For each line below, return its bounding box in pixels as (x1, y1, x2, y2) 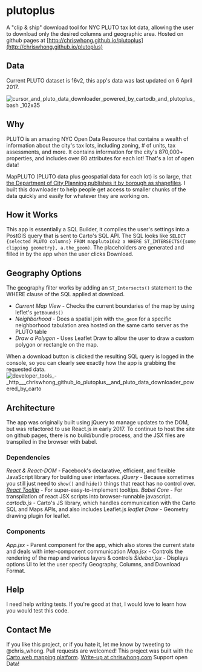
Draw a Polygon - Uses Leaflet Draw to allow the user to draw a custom (15, 334, 195, 342)
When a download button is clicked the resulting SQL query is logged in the (6, 353, 194, 360)
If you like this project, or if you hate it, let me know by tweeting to (6, 641, 171, 648)
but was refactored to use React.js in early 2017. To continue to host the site (6, 426, 195, 432)
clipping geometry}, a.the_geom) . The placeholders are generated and (6, 244, 184, 251)
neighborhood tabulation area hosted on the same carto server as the (15, 322, 189, 329)
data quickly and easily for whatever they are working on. (6, 192, 149, 199)
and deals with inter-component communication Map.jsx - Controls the (6, 548, 183, 555)
